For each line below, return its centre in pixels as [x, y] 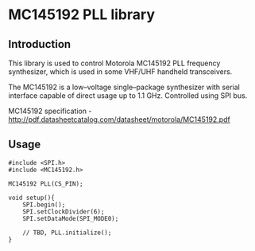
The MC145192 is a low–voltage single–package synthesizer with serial [124, 87]
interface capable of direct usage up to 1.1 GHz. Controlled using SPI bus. [128, 96]
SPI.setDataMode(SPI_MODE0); [71, 218]
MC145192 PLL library [81, 15]
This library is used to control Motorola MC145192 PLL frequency [114, 63]
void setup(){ [32, 198]
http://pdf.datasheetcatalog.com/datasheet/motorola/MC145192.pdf [119, 120]
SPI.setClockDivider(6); [64, 212]
